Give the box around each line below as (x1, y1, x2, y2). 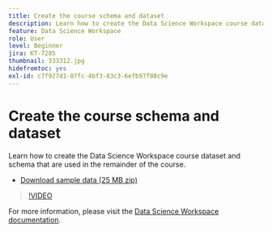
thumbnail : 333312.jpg (8, 57, 85, 65)
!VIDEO (28, 191, 53, 200)
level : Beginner (8, 42, 63, 50)
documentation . (8, 215, 62, 225)
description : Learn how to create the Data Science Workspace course (8, 19, 249, 27)
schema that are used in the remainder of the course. (8, 159, 186, 169)
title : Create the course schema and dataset (8, 11, 164, 20)
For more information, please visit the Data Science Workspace (8, 206, 219, 216)
